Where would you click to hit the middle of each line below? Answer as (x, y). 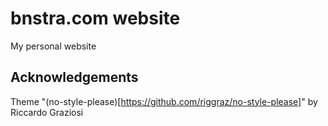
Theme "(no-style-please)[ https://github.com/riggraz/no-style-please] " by (164, 101)
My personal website (53, 46)
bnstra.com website (95, 18)
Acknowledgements (74, 77)
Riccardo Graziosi (47, 112)
